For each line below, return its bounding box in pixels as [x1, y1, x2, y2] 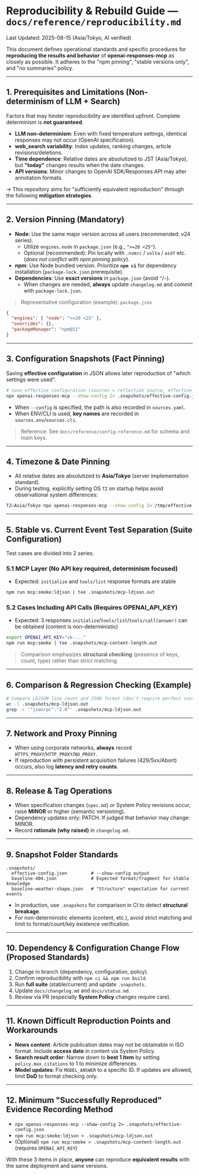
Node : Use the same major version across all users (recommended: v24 [14, 230, 191, 238]
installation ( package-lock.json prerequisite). [14, 268, 124, 275]
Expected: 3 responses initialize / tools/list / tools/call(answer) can [14, 617, 188, 624]
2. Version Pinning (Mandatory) [6, 214, 124, 225]
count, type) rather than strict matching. [20, 657, 118, 664]
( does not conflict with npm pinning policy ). [23, 255, 130, 262]
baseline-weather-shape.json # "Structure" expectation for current [11, 886, 190, 892]
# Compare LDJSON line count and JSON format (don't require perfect [6, 696, 182, 702]
